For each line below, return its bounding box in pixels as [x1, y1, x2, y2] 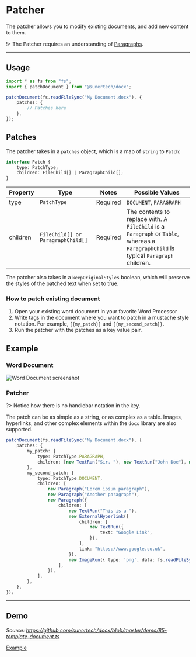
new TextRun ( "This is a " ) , [68, 508, 137, 514]
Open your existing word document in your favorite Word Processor [14, 308, 177, 315]
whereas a [126, 237, 156, 245]
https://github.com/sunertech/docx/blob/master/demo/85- [26, 627, 167, 634]
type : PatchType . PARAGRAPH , [37, 454, 106, 459]
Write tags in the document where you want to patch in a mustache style [14, 314, 190, 321]
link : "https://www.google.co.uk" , [79, 546, 166, 552]
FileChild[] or [40, 231, 82, 238]
